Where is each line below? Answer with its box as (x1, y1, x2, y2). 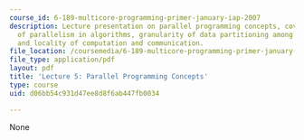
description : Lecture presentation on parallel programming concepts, (9, 22, 281, 31)
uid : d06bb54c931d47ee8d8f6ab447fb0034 (9, 89, 160, 98)
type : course (9, 80, 59, 89)
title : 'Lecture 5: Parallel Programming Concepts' (9, 72, 208, 81)
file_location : (9, 47, 67, 56)
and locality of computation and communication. (17, 38, 204, 48)
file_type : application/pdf (9, 55, 116, 64)
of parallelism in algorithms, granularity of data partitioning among (17, 30, 294, 39)
